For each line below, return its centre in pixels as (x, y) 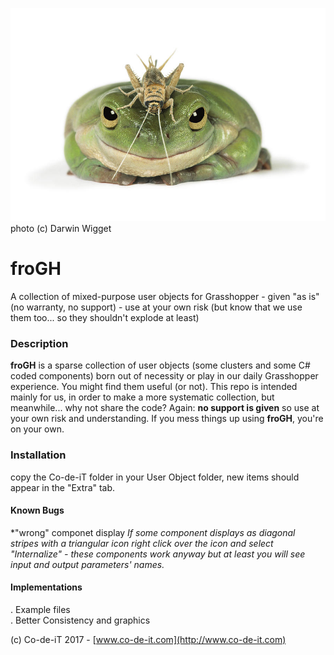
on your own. (37, 429)
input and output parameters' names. (87, 564)
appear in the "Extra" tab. (63, 487)
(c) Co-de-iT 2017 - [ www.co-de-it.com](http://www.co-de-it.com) (148, 639)
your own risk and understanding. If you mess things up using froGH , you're (167, 419)
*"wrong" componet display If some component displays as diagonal (153, 532)
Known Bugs (37, 510)
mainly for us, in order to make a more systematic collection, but (142, 397)
